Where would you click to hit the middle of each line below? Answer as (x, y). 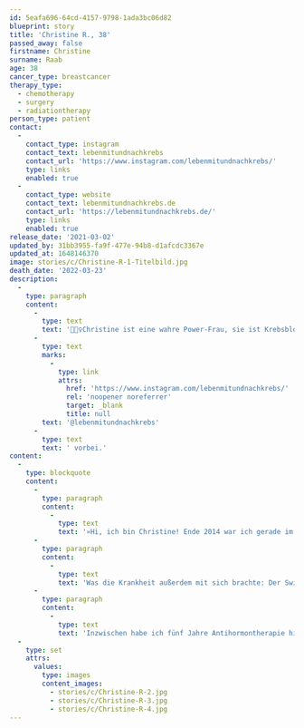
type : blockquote (58, 473)
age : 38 (24, 69)
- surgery (36, 102)
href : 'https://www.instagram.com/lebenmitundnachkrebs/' (178, 389)
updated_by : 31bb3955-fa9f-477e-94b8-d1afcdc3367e (107, 246)
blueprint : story (42, 26)
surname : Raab (36, 60)
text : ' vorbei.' (74, 448)
